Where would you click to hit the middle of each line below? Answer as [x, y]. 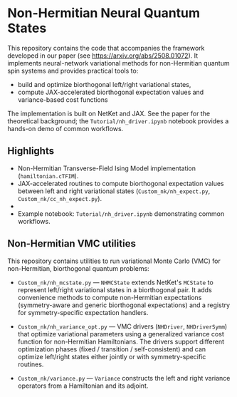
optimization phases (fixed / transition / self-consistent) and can [112, 349]
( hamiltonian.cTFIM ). [48, 175]
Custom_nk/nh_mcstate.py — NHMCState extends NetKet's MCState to [115, 282]
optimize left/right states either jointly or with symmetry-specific [112, 356]
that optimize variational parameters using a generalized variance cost [121, 334]
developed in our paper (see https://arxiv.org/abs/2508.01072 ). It [102, 56]
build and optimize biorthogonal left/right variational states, [104, 84]
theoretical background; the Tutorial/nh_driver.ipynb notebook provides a [118, 121]
